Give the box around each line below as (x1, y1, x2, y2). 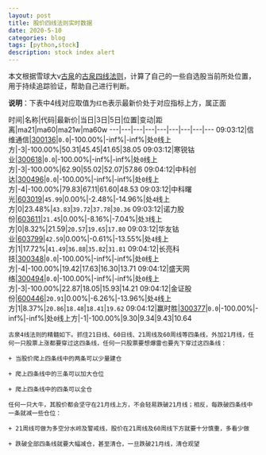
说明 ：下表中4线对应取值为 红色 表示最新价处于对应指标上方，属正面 (8, 98, 226, 107)
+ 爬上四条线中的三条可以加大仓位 (8, 370, 105, 378)
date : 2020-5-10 (8, 26, 62, 34)
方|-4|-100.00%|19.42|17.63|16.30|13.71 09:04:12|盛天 (8, 264, 183, 273)
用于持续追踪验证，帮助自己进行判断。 (8, 81, 133, 91)
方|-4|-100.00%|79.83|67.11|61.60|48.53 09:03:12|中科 (8, 184, 185, 194)
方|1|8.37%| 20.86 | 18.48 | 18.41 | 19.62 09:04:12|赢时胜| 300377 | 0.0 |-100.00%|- (8, 303, 259, 313)
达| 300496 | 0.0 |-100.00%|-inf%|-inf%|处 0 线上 (8, 175, 160, 183)
